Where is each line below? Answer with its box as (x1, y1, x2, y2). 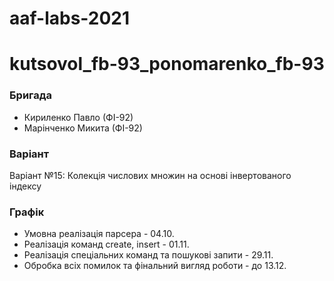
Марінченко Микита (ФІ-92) (23, 122, 143, 134)
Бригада (9, 88, 53, 102)
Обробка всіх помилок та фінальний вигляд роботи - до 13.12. (23, 260, 287, 272)
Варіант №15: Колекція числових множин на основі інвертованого (9, 169, 292, 181)
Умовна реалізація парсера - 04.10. (23, 228, 175, 240)
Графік (9, 205, 45, 219)
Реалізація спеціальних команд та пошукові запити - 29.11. (23, 249, 274, 261)
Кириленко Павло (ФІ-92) (23, 111, 134, 123)
